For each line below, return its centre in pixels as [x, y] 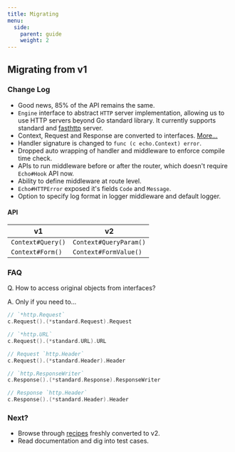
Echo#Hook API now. [46, 173]
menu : [15, 21]
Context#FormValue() [107, 252]
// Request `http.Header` [46, 354]
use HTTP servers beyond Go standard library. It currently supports [116, 120]
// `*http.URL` [30, 335]
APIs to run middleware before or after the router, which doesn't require [122, 165]
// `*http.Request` [36, 315]
